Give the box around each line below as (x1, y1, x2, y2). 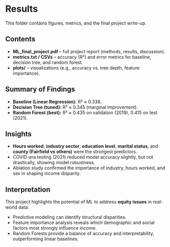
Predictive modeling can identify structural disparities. (12, 214, 127, 220)
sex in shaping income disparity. (12, 170, 81, 176)
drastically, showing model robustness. (12, 160, 95, 166)
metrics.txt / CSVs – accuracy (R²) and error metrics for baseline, (12, 54, 152, 60)
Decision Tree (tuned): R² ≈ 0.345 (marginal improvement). (12, 104, 138, 110)
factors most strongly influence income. (12, 225, 97, 231)
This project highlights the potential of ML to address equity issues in (5, 199, 152, 205)
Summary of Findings (5, 85, 76, 94)
